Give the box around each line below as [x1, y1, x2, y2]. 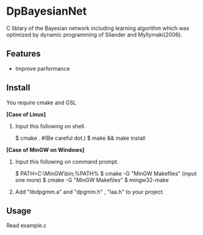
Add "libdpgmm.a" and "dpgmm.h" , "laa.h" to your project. [15, 188, 165, 195]
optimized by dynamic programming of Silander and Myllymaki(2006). [6, 31, 183, 38]
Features [6, 49, 41, 59]
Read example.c [6, 222, 47, 230]
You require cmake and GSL [6, 99, 77, 106]
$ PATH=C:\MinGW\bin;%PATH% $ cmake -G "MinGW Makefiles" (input [15, 170, 197, 177]
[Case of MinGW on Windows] [6, 146, 85, 153]
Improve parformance [15, 65, 70, 72]
